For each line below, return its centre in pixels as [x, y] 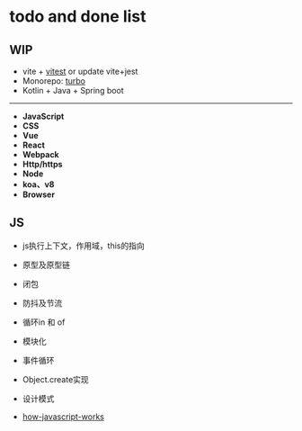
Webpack [41, 154]
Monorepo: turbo [53, 81]
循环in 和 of [44, 322]
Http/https [42, 164]
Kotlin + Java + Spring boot [73, 90]
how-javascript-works [63, 417]
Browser [39, 194]
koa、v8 [38, 184]
